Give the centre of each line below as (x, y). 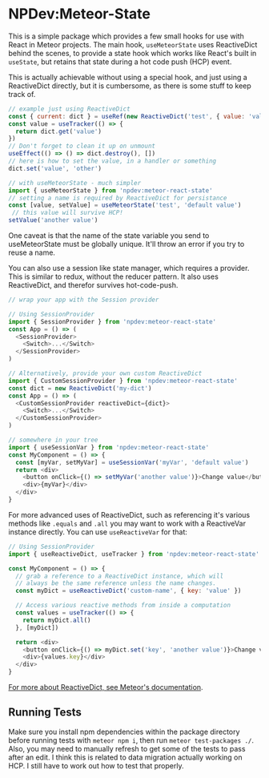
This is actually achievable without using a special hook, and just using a (128, 77)
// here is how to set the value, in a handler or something (112, 161)
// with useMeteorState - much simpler (75, 183)
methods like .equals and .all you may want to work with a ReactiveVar (127, 523)
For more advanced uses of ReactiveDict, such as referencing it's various (129, 514)
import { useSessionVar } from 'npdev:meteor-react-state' (109, 447)
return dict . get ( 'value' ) (59, 131)
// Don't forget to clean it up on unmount (82, 146)
